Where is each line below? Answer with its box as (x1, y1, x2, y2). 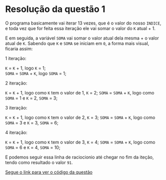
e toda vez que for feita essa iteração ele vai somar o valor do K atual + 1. (5, 25, 156, 31)
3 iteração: (5, 104, 27, 110)
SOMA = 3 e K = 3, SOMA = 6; (5, 119, 58, 125)
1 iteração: (5, 55, 26, 61)
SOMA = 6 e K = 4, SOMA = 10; (5, 144, 60, 150)
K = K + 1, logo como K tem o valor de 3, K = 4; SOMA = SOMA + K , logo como (5, 139, 155, 145)
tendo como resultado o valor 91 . (5, 159, 73, 165)
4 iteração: (5, 129, 27, 135)
